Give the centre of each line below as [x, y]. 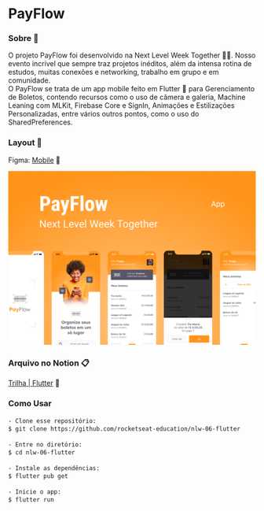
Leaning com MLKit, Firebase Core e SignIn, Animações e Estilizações [121, 106]
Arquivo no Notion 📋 [49, 363]
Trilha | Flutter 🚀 [34, 383]
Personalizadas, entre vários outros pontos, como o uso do [104, 114]
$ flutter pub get [38, 476]
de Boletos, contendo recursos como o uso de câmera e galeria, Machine [127, 97]
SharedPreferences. [40, 122]
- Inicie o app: [35, 492]
